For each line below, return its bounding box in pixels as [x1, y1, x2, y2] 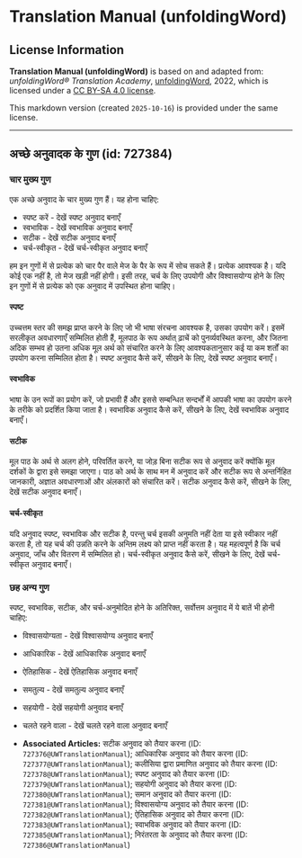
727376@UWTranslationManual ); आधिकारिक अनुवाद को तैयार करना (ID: [22, 748, 249, 759]
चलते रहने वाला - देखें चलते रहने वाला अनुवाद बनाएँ [22, 719, 168, 730]
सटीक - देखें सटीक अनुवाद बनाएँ [22, 232, 116, 243]
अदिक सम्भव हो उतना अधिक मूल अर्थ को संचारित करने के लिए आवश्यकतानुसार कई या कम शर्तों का [9, 342, 289, 353]
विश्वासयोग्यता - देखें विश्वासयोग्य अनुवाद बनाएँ [22, 630, 153, 640]
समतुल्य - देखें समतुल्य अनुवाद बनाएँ [22, 684, 124, 694]
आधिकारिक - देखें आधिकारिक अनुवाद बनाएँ [22, 648, 147, 658]
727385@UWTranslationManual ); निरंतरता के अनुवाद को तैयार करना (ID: [22, 829, 248, 840]
